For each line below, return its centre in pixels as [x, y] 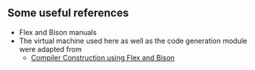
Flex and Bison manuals [58, 32]
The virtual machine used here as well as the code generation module [133, 41]
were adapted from [50, 49]
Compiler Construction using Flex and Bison [103, 57]
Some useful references [68, 13]
